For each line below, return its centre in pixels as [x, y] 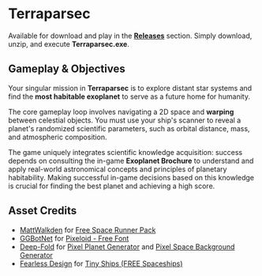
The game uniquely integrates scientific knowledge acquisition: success [125, 152]
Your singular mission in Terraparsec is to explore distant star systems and [130, 88]
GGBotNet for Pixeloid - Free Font [74, 238]
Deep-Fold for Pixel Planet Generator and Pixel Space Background [127, 247]
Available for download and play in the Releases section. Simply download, [130, 36]
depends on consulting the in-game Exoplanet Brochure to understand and [131, 161]
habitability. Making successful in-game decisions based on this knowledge [131, 177]
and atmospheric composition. [58, 137]
